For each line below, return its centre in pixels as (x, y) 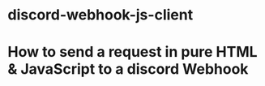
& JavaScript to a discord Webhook (128, 69)
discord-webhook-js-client (100, 15)
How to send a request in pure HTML (132, 52)
